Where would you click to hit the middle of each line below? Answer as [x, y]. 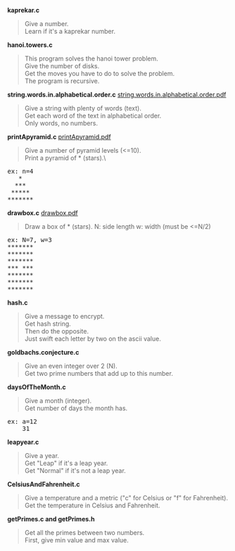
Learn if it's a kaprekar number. [70, 31]
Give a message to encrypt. [64, 316]
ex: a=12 [22, 422]
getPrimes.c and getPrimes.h [51, 519]
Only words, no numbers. [61, 123]
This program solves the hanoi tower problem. [91, 58]
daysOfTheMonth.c [37, 387]
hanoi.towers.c [30, 45]
